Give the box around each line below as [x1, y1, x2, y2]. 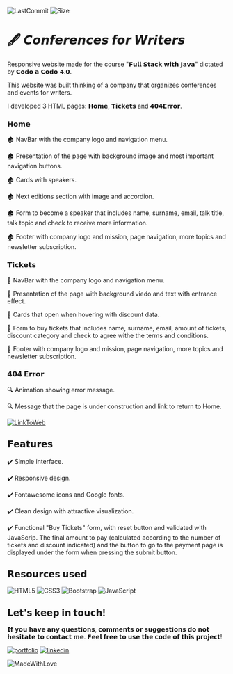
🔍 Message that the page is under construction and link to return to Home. [7, 402, 222, 410]
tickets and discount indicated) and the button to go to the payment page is [7, 540, 223, 549]
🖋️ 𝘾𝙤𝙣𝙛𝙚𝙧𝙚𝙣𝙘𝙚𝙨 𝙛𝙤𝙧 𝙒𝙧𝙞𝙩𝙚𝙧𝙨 [7, 32, 186, 48]
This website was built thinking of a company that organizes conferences [7, 81, 217, 89]
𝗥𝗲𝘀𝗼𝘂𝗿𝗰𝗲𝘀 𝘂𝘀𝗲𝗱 [7, 568, 88, 580]
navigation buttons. [7, 162, 63, 170]
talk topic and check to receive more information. [7, 219, 148, 227]
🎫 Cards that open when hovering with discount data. [7, 310, 160, 319]
